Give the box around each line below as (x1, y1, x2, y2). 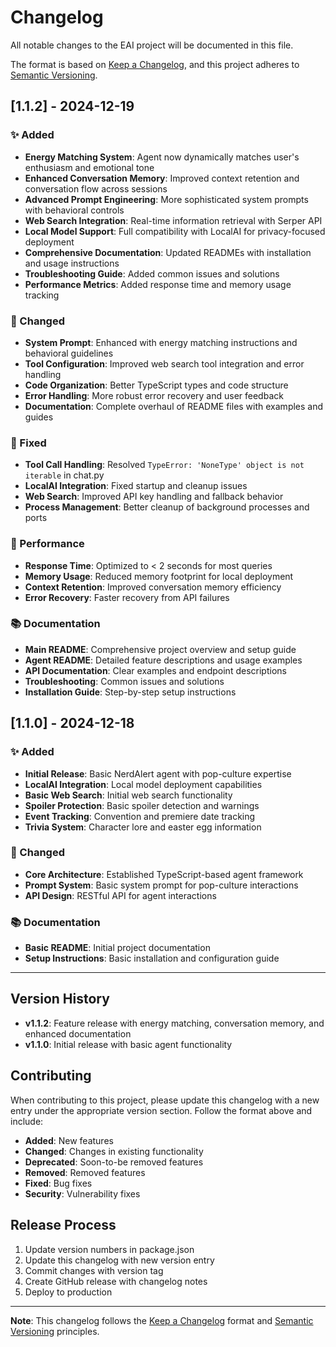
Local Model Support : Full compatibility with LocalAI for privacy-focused (24, 225, 326, 237)
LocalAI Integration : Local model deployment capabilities (24, 778, 263, 790)
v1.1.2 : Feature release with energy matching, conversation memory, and (24, 1017, 325, 1029)
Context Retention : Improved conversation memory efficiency (24, 581, 282, 593)
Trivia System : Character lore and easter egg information (24, 821, 262, 833)
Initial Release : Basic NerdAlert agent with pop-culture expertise (24, 767, 292, 780)
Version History (10, 991, 110, 1008)
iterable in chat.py (24, 469, 105, 481)
